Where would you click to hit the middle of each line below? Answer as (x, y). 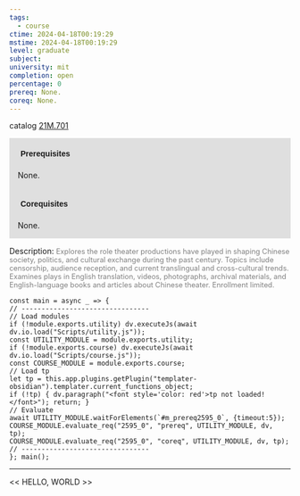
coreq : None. (33, 100)
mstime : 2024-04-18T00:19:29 (63, 42)
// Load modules (39, 317)
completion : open (42, 76)
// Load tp (29, 371)
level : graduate (39, 51)
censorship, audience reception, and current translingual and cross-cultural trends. (149, 269)
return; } (71, 402)
